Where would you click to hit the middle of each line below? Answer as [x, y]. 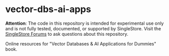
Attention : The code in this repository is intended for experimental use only [85, 23]
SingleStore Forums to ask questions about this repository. [67, 34]
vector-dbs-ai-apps [48, 9]
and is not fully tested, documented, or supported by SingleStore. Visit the [83, 28]
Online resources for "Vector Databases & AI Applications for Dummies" [81, 43]
